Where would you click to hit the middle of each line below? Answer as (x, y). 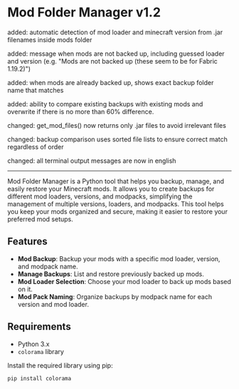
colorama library (41, 351)
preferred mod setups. (40, 219)
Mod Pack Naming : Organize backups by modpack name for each (115, 296)
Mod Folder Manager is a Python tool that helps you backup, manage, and (116, 181)
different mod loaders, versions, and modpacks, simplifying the (100, 196)
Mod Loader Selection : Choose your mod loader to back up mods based (124, 281)
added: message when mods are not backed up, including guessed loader (116, 54)
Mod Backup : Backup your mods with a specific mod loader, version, (119, 258)
